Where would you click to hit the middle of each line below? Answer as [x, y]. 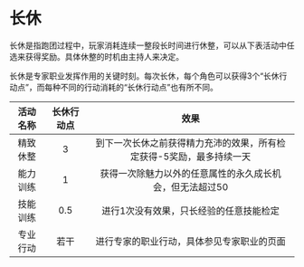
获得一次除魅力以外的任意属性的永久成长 [186, 173]
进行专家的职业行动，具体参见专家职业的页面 [191, 241]
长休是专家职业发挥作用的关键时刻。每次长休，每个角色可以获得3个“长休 [144, 76]
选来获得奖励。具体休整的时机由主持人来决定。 [96, 56]
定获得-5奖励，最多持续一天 [190, 157]
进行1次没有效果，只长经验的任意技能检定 [190, 211]
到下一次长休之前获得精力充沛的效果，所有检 [191, 143]
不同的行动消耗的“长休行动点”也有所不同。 [139, 87]
